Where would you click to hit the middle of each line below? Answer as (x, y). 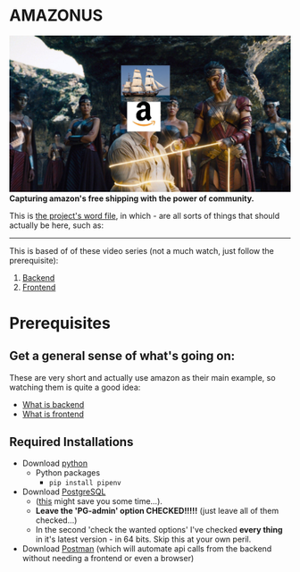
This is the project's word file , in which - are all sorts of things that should (145, 215)
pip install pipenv (85, 484)
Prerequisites (60, 323)
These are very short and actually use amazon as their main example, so (142, 377)
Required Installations (71, 442)
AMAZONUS (56, 16)
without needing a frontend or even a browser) (108, 559)
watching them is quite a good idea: (75, 387)
